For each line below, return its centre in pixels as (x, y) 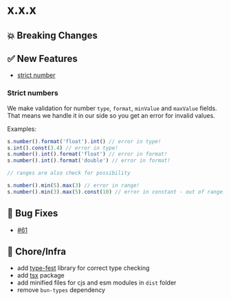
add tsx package (41, 276)
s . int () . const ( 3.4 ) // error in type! (63, 148)
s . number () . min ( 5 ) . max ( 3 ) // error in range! (73, 186)
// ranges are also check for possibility (69, 173)
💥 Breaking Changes (53, 35)
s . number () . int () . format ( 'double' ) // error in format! (89, 160)
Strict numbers (33, 93)
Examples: (22, 129)
